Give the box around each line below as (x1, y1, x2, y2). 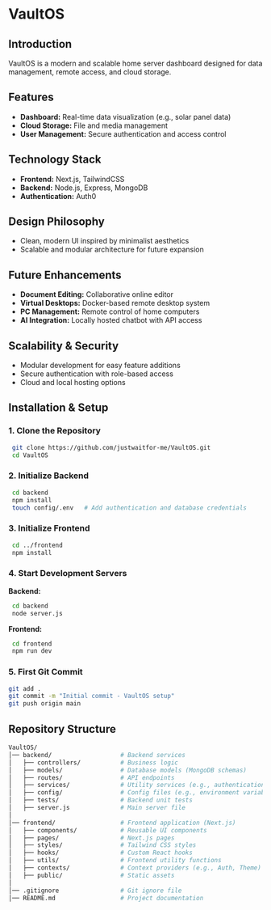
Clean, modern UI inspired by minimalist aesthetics (19, 236, 190, 246)
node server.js (11, 609, 63, 617)
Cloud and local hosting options (19, 378, 127, 387)
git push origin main (8, 700, 81, 708)
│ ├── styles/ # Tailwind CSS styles (8, 841, 197, 849)
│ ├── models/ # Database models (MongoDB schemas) (8, 766, 248, 774)
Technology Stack (8, 153, 102, 167)
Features (8, 91, 54, 104)
